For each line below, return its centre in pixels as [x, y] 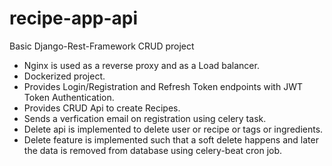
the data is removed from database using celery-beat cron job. [153, 150]
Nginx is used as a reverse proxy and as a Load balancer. [141, 65]
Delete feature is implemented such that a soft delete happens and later [171, 139]
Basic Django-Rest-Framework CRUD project [102, 46]
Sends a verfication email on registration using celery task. [145, 118]
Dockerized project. [64, 76]
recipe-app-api [74, 18]
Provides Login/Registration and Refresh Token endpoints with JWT [163, 86]
